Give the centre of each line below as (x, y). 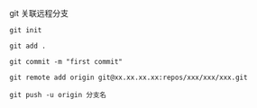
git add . (28, 46)
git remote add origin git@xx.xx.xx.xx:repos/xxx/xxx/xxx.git (128, 77)
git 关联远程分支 (39, 13)
